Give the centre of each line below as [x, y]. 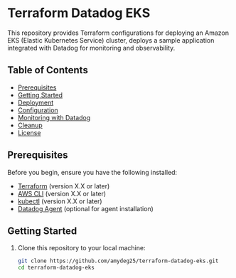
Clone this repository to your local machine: [81, 248]
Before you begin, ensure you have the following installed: [92, 172]
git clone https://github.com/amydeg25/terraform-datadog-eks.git [118, 261]
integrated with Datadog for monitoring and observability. [91, 48]
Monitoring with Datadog [54, 117]
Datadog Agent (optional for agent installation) [86, 208]
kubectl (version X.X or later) [60, 201]
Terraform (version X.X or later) [64, 186]
